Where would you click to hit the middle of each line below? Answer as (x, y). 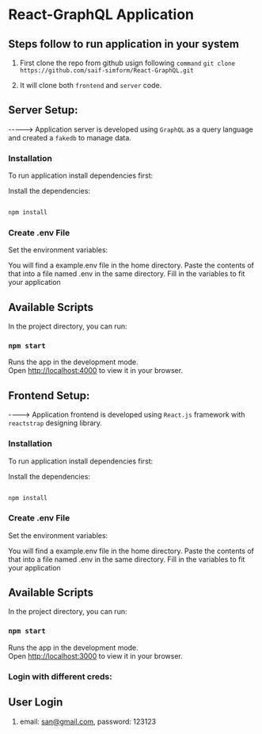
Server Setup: (43, 110)
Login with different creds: (60, 676)
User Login (36, 703)
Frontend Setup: (49, 396)
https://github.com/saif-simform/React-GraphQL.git (106, 71)
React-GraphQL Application (101, 15)
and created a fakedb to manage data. (70, 137)
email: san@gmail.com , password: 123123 (88, 721)
